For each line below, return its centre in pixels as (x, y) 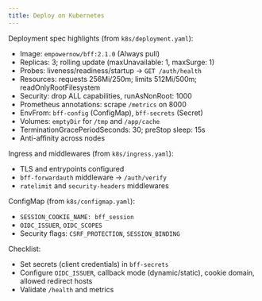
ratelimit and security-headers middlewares (94, 185)
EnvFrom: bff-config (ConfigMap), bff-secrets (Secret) (112, 113)
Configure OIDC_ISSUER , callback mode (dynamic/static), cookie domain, (137, 272)
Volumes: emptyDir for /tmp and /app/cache (90, 121)
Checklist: (25, 249)
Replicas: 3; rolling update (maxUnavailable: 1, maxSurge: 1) (117, 62)
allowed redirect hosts (56, 281)
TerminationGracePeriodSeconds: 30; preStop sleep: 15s (112, 129)
